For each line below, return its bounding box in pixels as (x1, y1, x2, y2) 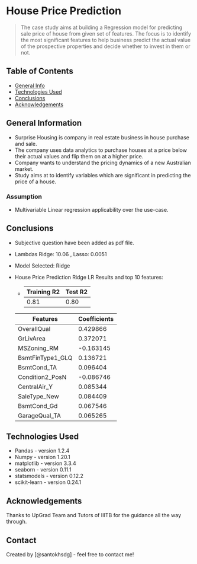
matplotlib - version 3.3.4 (14, 460, 76, 467)
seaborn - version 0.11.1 (14, 466, 72, 473)
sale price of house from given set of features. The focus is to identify (20, 30, 191, 37)
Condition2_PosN (17, 372, 67, 381)
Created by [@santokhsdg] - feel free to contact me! (6, 551, 134, 558)
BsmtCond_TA (17, 363, 57, 371)
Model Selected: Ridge (14, 262, 70, 269)
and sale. (14, 140, 37, 147)
